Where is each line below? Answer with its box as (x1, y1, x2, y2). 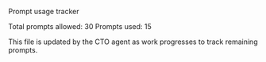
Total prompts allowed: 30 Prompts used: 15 (8, 22, 152, 31)
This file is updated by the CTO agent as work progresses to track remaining (8, 37, 258, 46)
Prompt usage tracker (8, 7, 79, 16)
